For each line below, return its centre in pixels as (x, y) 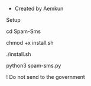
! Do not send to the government (46, 77)
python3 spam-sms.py (34, 65)
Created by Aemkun (39, 9)
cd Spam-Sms (24, 31)
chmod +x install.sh (30, 43)
